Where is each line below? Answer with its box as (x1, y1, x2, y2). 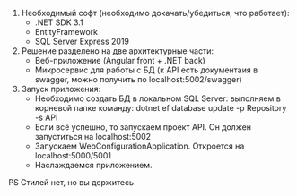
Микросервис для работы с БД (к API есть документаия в (34, 64, 258, 75)
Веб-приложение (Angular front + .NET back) (34, 55, 205, 65)
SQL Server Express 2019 (34, 36, 130, 47)
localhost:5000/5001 (34, 150, 111, 160)
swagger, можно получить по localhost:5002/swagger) (34, 74, 243, 84)
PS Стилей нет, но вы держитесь (8, 177, 134, 187)
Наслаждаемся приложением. (34, 160, 153, 170)
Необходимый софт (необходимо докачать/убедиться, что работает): (21, 8, 290, 18)
